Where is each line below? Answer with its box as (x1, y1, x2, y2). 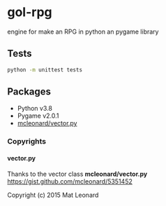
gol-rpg (7, 4, 52, 20)
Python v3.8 (17, 104, 52, 113)
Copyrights (7, 137, 47, 146)
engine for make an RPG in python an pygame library (7, 27, 159, 36)
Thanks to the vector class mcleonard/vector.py (7, 170, 148, 178)
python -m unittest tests (7, 66, 82, 74)
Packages (7, 85, 51, 98)
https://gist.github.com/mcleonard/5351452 (7, 177, 133, 186)
